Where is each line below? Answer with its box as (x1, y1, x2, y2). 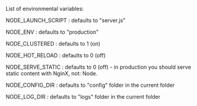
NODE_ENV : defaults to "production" (5, 28, 99, 36)
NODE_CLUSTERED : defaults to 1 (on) (5, 40, 101, 47)
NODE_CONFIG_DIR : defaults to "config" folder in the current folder (5, 81, 175, 89)
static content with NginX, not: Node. (5, 70, 98, 77)
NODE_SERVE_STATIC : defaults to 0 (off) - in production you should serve (5, 63, 192, 70)
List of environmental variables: (5, 5, 84, 12)
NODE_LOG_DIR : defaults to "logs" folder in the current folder (5, 93, 161, 100)
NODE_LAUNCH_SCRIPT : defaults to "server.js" (5, 17, 126, 23)
